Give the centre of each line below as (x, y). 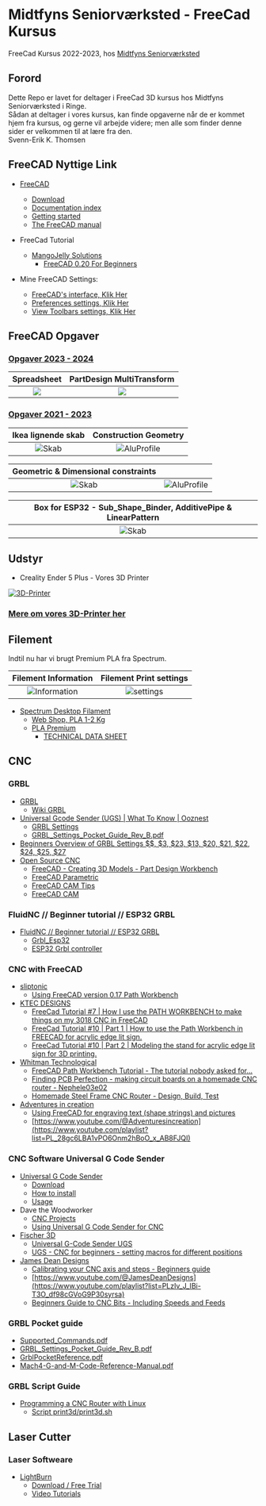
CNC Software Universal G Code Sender (86, 1158)
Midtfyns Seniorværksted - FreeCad (129, 15)
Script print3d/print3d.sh (72, 1412)
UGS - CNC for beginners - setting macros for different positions (137, 1252)
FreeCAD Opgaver (54, 336)
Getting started (56, 216)
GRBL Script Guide (44, 1386)
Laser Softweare (41, 1459)
